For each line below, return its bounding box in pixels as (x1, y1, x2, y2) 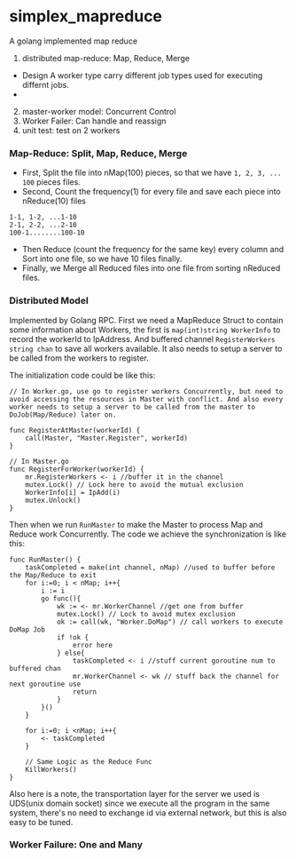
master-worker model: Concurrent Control (21, 106, 176, 116)
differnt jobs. (21, 79, 69, 90)
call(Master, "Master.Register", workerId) (25, 433, 189, 442)
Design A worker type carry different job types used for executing (21, 69, 263, 81)
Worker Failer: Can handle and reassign (21, 115, 167, 126)
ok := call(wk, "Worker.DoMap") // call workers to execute (56, 617, 284, 626)
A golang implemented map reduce (9, 36, 138, 46)
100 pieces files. (21, 177, 82, 187)
